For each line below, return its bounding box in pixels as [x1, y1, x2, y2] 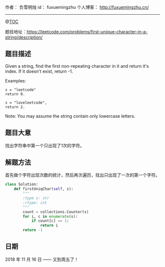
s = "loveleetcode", [5, 100, 48, 105]
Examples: [5, 78, 26, 83]
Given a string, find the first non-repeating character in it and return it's [5, 63, 149, 69]
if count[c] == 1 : [31, 218, 69, 223]
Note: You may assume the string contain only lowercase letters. [5, 113, 136, 119]
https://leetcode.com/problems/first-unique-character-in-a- [27, 29, 148, 34]
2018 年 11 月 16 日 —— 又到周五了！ [5, 256, 79, 262]
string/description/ [5, 34, 43, 40]
